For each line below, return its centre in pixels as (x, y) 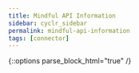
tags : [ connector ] (39, 38)
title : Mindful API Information (62, 16)
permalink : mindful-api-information (69, 30)
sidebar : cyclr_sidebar (48, 23)
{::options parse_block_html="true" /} (70, 61)
